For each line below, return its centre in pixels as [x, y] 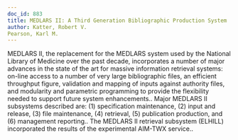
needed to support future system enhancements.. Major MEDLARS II [107, 99]
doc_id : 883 [25, 14]
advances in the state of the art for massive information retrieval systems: [115, 69]
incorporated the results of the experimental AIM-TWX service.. [101, 129]
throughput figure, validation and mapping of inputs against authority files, [116, 84]
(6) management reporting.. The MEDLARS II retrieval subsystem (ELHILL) [115, 122]
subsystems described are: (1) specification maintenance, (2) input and [112, 106]
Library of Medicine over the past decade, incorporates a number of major [116, 62]
